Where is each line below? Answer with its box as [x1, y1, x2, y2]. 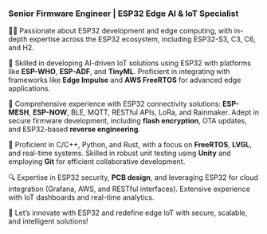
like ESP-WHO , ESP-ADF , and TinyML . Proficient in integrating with [8, 67, 230, 76]
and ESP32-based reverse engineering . [8, 124, 141, 135]
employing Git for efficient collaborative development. [8, 157, 186, 166]
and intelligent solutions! [8, 216, 89, 226]
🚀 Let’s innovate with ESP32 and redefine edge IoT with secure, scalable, [8, 208, 248, 218]
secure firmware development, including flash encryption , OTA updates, [8, 116, 247, 126]
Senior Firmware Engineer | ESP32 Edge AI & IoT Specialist [8, 8, 239, 19]
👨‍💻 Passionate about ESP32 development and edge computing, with [8, 26, 233, 36]
